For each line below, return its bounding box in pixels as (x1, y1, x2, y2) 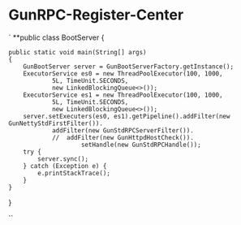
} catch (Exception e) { (23, 162, 107, 170)
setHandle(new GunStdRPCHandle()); (80, 141, 201, 149)
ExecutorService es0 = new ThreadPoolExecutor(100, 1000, (23, 69, 223, 78)
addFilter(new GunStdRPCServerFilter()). (51, 126, 195, 135)
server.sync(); (37, 154, 89, 163)
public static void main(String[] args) (8, 48, 148, 56)
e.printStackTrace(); (37, 169, 111, 177)
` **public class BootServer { (8, 32, 105, 42)
